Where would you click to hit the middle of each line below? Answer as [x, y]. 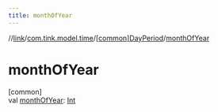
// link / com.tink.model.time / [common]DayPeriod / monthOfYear [109, 38]
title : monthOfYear [40, 15]
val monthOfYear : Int [42, 100]
